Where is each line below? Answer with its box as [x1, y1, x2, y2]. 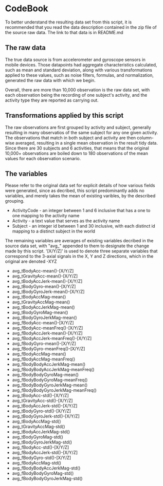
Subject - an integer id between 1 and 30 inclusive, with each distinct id [12, 223, 156, 229]
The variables [5, 169, 48, 178]
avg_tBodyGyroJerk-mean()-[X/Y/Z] [12, 289, 85, 295]
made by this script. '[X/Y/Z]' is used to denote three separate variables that [5, 248, 158, 254]
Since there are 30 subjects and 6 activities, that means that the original [5, 145, 149, 151]
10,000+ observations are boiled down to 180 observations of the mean [5, 150, 148, 156]
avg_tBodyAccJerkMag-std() [12, 429, 70, 435]
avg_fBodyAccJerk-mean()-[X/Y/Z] [12, 330, 83, 336]
